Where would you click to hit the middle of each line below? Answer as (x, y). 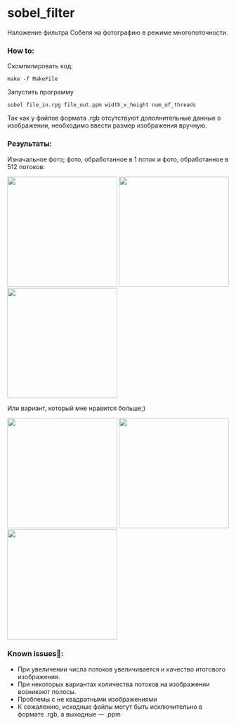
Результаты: (30, 144)
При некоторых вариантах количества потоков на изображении (113, 684)
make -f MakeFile (33, 79)
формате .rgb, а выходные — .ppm (69, 714)
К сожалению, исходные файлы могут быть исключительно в (110, 707)
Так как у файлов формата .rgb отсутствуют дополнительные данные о (114, 118)
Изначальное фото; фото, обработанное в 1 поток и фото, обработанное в (118, 159)
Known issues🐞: (35, 654)
